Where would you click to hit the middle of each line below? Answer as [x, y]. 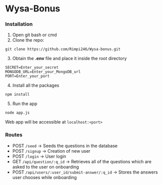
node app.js [17, 113]
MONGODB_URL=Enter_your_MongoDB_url [43, 72]
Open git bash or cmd [34, 35]
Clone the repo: [28, 40]
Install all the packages [36, 85]
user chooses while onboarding [44, 177]
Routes [14, 135]
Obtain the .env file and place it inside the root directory [70, 59]
